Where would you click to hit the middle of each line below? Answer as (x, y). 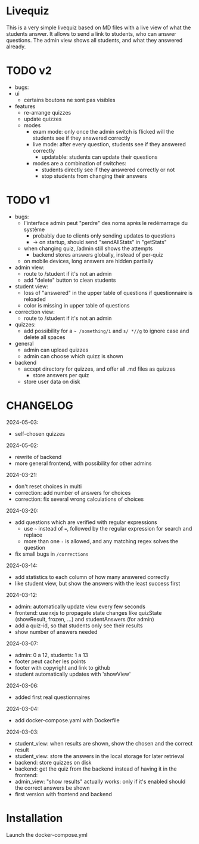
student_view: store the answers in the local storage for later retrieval (99, 756)
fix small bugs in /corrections (52, 554)
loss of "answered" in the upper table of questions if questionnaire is (108, 292)
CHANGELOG (40, 406)
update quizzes (43, 119)
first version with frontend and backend (63, 794)
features (25, 106)
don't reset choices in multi (48, 486)
